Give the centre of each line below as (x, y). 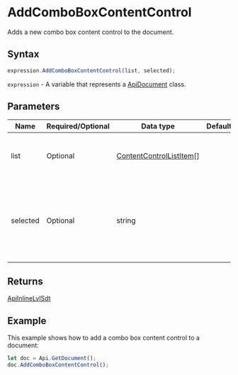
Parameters (34, 107)
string (126, 220)
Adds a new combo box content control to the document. (91, 32)
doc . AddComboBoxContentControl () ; (58, 365)
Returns (25, 281)
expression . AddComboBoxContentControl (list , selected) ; (91, 71)
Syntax (23, 54)
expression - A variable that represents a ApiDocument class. (97, 84)
